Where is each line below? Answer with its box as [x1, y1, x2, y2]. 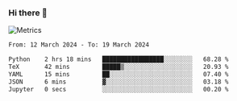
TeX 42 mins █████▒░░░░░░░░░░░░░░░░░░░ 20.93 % [8, 63, 229, 71]
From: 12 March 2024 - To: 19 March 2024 [8, 41, 150, 49]
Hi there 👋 [8, 7, 48, 18]
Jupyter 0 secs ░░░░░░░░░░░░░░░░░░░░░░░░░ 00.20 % [8, 85, 229, 93]
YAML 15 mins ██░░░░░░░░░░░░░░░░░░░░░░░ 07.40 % [8, 70, 229, 79]
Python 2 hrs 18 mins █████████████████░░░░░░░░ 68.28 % [8, 55, 229, 63]
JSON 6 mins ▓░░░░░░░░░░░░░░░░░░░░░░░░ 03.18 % [8, 78, 229, 86]
